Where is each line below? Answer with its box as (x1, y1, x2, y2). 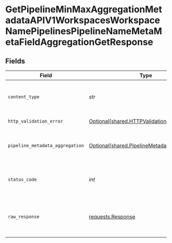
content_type (8, 94, 40, 99)
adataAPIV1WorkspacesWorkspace (5, 14, 160, 26)
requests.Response (89, 213, 136, 220)
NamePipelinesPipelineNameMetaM (5, 26, 162, 37)
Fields (5, 56, 26, 65)
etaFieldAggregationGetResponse (5, 36, 154, 48)
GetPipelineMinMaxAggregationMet (5, 4, 162, 15)
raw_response (8, 214, 40, 219)
